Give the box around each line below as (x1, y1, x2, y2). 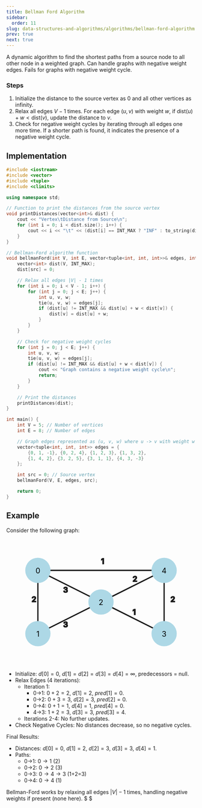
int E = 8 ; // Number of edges (17, 428, 96, 434)
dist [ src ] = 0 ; (17, 266, 55, 273)
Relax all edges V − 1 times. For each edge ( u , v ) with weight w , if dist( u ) (14, 108, 194, 115)
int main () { (6, 416, 39, 422)
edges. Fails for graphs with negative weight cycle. (6, 66, 132, 73)
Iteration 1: (23, 683, 50, 690)
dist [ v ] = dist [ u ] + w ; (49, 311, 109, 317)
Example (6, 510, 40, 521)
